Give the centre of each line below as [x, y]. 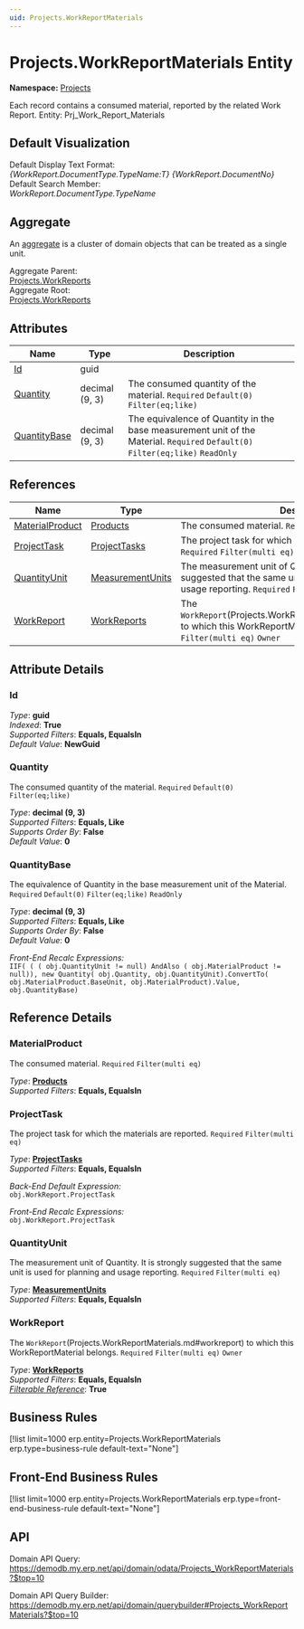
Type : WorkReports [47, 1369]
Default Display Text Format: [62, 165]
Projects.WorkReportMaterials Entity [151, 62]
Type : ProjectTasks [46, 1160]
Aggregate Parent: [43, 271]
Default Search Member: [55, 184]
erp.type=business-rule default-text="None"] [94, 1449]
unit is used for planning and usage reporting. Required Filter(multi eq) [145, 1273]
